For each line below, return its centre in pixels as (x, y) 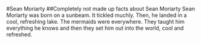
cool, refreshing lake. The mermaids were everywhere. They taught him (95, 21)
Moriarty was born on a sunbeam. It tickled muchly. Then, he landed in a (97, 15)
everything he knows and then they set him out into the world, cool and (95, 28)
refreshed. (19, 35)
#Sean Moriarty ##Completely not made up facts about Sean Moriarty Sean (101, 9)
